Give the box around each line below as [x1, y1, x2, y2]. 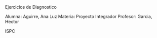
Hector [5, 19, 19, 24]
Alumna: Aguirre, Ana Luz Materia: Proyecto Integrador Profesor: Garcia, [5, 14, 152, 19]
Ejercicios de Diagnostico [5, 4, 57, 10]
